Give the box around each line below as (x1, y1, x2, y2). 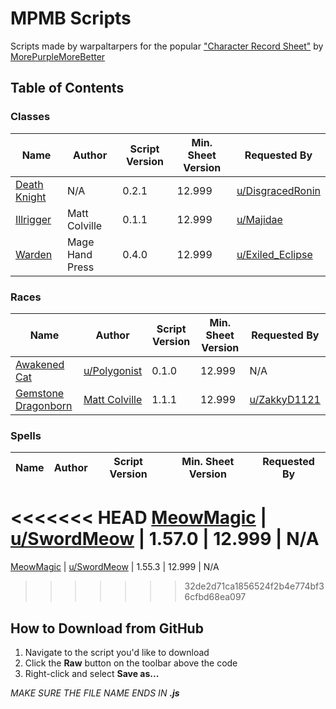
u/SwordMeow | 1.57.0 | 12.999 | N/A (10, 528, 320, 551)
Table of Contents (10, 80, 125, 97)
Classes (10, 110, 51, 124)
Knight (15, 190, 47, 204)
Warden (15, 247, 53, 261)
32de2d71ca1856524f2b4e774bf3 (184, 580, 325, 592)
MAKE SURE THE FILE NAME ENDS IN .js (10, 687, 180, 699)
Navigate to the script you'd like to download (24, 646, 210, 658)
